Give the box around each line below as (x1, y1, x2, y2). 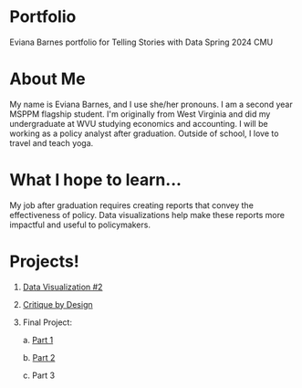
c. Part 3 (22, 370, 56, 381)
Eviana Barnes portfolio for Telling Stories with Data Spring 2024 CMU (9, 37, 274, 47)
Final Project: (22, 317, 73, 328)
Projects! (9, 251, 79, 271)
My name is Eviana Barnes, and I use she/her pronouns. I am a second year (9, 99, 294, 110)
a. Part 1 (22, 334, 54, 345)
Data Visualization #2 (22, 281, 103, 292)
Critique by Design (22, 299, 93, 309)
